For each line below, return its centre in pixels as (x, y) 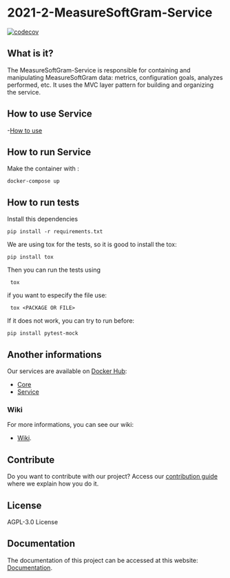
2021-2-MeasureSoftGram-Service (110, 13)
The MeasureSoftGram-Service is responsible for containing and (99, 70)
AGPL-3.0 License (33, 521)
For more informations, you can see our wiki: (71, 425)
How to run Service (49, 152)
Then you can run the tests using (54, 270)
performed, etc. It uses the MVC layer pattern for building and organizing (111, 85)
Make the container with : (43, 169)
